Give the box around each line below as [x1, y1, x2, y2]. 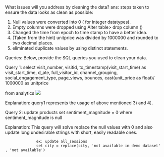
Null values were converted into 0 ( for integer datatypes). [12, 19, 131, 25]
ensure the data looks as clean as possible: [5, 9, 93, 15]
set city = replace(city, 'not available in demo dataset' [36, 143, 161, 148]
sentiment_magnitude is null [5, 115, 62, 120]
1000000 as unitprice [5, 80, 49, 86]
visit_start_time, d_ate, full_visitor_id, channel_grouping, [5, 70, 118, 76]
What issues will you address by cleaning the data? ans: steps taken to [5, 4, 150, 10]
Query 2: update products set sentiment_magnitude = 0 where [5, 110, 133, 115]
